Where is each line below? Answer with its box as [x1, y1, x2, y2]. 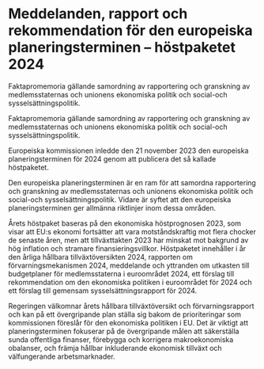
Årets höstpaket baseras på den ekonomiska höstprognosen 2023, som [8, 219, 241, 228]
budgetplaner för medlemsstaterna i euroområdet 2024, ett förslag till [8, 268, 235, 278]
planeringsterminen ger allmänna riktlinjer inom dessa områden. [8, 203, 217, 212]
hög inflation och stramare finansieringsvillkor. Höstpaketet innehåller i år [8, 243, 247, 253]
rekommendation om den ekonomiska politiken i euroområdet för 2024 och [8, 277, 253, 287]
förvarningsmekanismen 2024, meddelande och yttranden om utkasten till [8, 261, 250, 270]
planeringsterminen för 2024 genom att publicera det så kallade [8, 154, 217, 163]
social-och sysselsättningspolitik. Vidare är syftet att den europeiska [8, 195, 232, 204]
